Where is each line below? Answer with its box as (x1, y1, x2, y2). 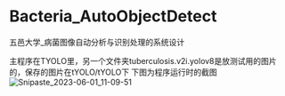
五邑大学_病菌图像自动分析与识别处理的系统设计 (9, 36, 185, 47)
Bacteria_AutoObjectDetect (9, 6, 217, 27)
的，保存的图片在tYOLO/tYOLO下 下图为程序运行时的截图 (9, 67, 218, 77)
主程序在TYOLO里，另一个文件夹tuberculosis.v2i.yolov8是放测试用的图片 (9, 55, 278, 66)
